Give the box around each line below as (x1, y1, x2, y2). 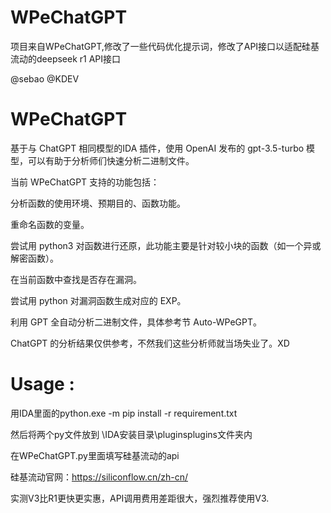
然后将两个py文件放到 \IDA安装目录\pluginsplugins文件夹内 (10, 428, 253, 440)
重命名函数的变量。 (10, 218, 90, 230)
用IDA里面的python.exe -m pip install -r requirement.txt (10, 407, 238, 419)
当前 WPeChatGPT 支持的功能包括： (10, 176, 160, 188)
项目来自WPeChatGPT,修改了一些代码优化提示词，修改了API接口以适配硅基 (10, 40, 320, 52)
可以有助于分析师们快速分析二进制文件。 (27, 154, 195, 166)
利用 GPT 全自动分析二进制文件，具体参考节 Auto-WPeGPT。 (10, 316, 262, 328)
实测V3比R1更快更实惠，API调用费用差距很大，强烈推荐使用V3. (10, 492, 270, 504)
